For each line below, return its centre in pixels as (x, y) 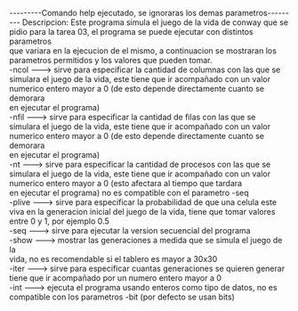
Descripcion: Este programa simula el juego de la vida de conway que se (155, 22)
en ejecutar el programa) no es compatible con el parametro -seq (129, 192)
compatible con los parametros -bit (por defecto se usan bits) (122, 297)
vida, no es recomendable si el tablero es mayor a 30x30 (113, 259)
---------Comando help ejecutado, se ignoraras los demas (117, 13)
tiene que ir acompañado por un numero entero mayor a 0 (116, 278)
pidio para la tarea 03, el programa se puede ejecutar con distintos (131, 32)
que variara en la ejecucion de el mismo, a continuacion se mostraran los (143, 51)
